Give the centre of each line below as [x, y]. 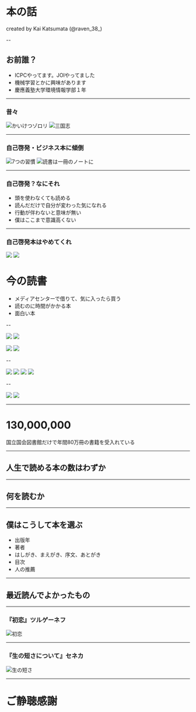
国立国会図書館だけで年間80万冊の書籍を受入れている [71, 442]
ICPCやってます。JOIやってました [55, 75]
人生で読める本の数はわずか [56, 468]
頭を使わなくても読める [43, 197]
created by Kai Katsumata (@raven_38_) [54, 28]
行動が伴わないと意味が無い [48, 212]
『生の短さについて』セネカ [45, 656]
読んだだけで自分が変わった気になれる [60, 205]
